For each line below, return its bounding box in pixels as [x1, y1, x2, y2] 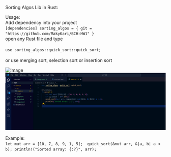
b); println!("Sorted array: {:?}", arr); [5, 147, 97, 152]
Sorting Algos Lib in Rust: [5, 5, 59, 10]
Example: [5, 135, 25, 141]
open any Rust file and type [5, 36, 63, 42]
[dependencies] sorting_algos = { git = [5, 26, 93, 31]
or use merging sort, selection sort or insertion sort [5, 57, 112, 63]
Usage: [5, 14, 20, 20]
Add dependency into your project [5, 20, 77, 25]
